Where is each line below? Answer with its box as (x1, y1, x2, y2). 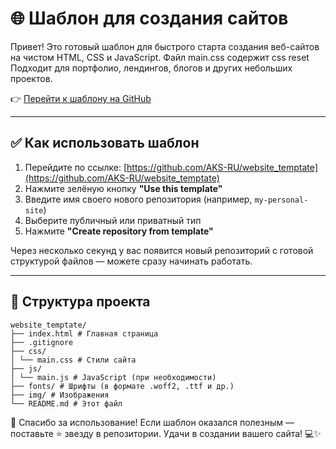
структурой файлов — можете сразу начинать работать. (10, 255, 253, 267)
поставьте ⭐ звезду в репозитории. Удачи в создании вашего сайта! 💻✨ (10, 427, 322, 439)
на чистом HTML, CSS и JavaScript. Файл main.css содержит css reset (10, 51, 310, 63)
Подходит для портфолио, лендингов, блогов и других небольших (10, 62, 293, 74)
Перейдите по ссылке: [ (24, 161, 128, 173)
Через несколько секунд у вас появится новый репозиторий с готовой (10, 244, 314, 256)
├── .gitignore (10, 337, 74, 347)
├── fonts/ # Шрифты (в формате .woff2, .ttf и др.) (10, 381, 235, 391)
